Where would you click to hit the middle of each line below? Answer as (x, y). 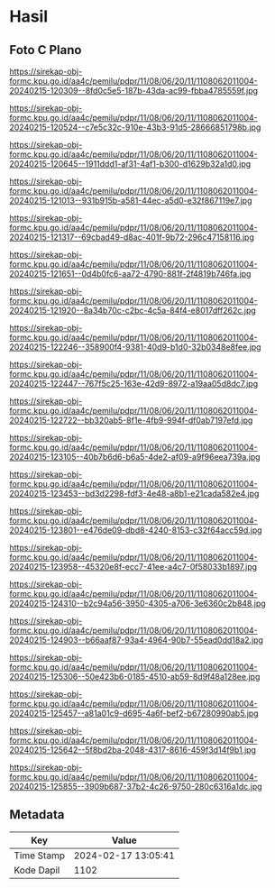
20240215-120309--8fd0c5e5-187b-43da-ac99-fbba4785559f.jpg (134, 91)
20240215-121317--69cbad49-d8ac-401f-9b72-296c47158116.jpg (132, 237)
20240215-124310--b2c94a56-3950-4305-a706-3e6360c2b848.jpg (137, 603)
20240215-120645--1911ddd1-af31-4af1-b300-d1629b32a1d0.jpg (130, 164)
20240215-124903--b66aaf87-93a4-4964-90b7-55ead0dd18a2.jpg (137, 640)
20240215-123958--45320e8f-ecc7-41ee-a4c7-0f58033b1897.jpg (133, 567)
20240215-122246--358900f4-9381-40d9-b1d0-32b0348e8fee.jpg (135, 347)
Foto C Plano (46, 50)
